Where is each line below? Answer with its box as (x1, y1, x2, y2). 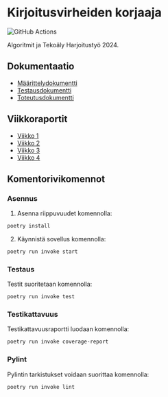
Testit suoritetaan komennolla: (7, 280, 93, 289)
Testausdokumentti (16, 86, 72, 94)
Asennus (7, 193, 38, 203)
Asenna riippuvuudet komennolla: (16, 209, 112, 217)
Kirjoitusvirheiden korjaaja (7, 5, 163, 21)
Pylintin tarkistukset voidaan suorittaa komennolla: (7, 370, 149, 378)
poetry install (7, 223, 51, 230)
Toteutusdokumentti (16, 93, 74, 101)
